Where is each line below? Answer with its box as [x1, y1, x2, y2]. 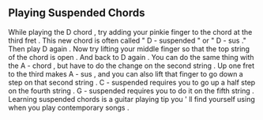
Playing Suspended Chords [8, 6, 145, 20]
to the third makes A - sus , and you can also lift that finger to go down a [8, 69, 243, 78]
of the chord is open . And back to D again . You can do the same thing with [8, 52, 254, 62]
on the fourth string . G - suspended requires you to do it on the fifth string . [8, 86, 254, 96]
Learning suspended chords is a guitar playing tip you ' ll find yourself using [8, 94, 255, 103]
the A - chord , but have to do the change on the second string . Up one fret [8, 61, 255, 70]
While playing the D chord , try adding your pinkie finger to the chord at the [8, 27, 253, 36]
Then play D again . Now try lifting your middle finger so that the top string [8, 43, 250, 54]
